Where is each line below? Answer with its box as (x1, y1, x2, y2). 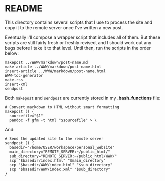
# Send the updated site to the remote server (5, 136, 104, 141)
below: (5, 50, 19, 56)
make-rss (5, 77, 23, 82)
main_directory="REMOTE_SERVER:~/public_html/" (9, 149, 111, 154)
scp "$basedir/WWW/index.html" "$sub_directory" (9, 162, 113, 167)
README (5, 3, 43, 14)
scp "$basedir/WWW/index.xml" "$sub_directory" (9, 167, 111, 172)
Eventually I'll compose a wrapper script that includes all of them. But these (5, 34, 161, 40)
